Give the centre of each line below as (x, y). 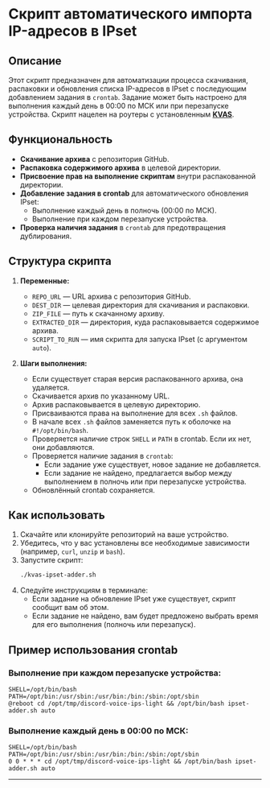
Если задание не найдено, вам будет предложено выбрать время (145, 616)
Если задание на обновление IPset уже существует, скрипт (134, 599)
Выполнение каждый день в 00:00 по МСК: (98, 731)
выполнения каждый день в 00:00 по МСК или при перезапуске (119, 106)
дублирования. (46, 236)
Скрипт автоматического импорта (131, 14)
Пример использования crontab (93, 650)
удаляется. (51, 387)
